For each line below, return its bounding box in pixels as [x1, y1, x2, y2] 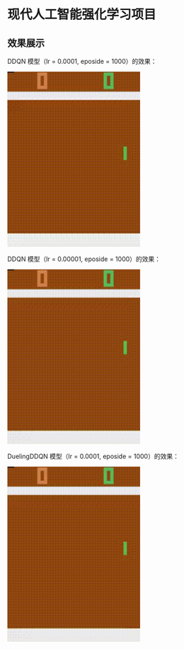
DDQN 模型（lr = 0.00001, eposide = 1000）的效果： [7, 255, 161, 263]
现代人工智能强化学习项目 [7, 6, 157, 23]
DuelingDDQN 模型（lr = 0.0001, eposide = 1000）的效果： [7, 452, 179, 460]
